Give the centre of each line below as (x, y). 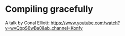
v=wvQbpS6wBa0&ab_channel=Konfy (44, 28)
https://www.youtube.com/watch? (85, 23)
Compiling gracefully (49, 9)
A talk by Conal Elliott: (27, 23)
